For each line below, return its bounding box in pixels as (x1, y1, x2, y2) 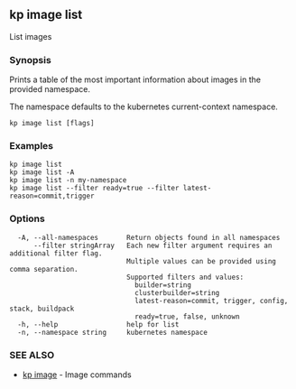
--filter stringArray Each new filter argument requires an (32, 241, 273, 250)
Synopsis (9, 53, 51, 66)
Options (9, 212, 45, 225)
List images (9, 31, 52, 42)
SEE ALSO (9, 348, 55, 361)
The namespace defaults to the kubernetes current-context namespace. (9, 101, 278, 112)
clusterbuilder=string (134, 288, 220, 297)
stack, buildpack (9, 304, 75, 313)
